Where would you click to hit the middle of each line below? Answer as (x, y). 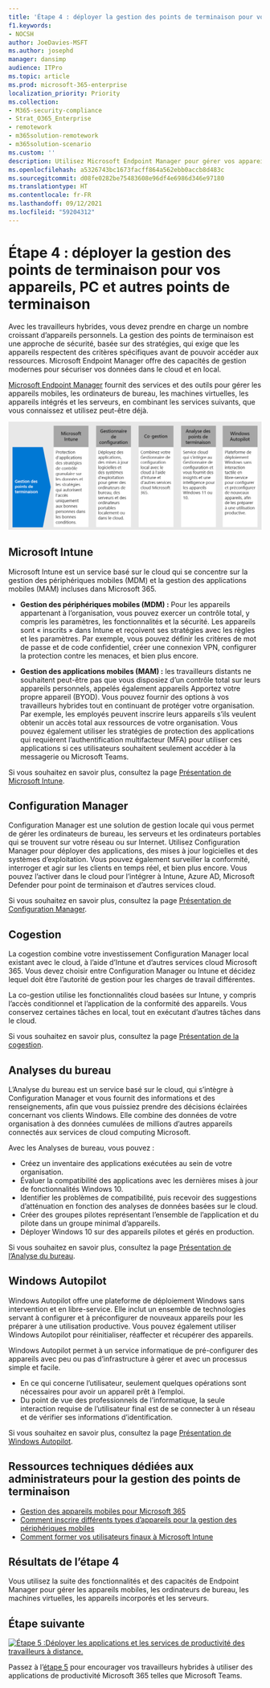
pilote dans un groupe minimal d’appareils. (90, 1223)
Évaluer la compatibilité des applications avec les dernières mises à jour (139, 1181)
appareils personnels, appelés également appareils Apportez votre (130, 688)
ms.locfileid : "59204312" (51, 212)
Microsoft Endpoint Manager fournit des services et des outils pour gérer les (135, 384)
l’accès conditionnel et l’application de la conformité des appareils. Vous (128, 1004)
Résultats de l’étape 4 (64, 1562)
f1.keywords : (30, 25)
